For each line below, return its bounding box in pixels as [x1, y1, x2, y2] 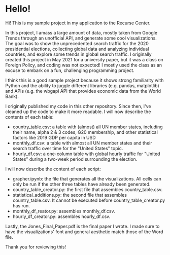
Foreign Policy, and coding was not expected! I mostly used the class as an [5, 62, 162, 68]
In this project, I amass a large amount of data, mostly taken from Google [5, 29, 158, 35]
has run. [12, 202, 30, 208]
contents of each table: [5, 114, 54, 120]
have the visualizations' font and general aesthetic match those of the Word [5, 229, 163, 235]
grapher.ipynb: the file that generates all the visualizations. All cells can [12, 175, 161, 181]
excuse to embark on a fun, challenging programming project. [5, 67, 134, 74]
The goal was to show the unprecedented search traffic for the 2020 [5, 40, 149, 46]
